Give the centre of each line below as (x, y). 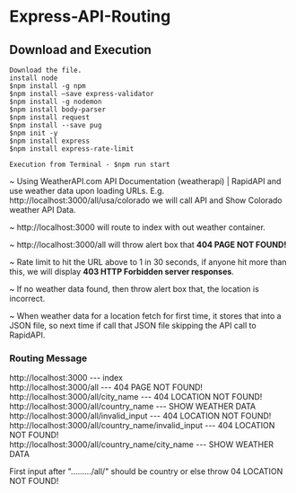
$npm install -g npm (48, 86)
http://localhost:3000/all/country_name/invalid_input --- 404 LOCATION (142, 426)
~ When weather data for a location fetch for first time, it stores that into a (145, 316)
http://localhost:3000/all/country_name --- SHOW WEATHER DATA (133, 407)
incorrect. (27, 299)
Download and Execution (81, 50)
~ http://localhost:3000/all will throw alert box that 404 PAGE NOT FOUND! (148, 245)
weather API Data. (43, 210)
